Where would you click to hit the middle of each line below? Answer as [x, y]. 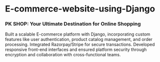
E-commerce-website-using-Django [80, 9]
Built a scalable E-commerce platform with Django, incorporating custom [78, 34]
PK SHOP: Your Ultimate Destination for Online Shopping [73, 24]
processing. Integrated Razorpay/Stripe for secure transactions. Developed [80, 45]
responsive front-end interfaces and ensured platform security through [76, 50]
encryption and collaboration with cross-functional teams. [63, 55]
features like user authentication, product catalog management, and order [79, 39]
